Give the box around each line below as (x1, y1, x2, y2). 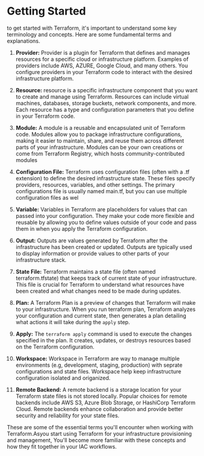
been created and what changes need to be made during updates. (15, 287, 181, 294)
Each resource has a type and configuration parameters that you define (15, 106, 194, 113)
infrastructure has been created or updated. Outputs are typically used (15, 243, 192, 250)
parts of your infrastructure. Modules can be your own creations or (15, 143, 183, 151)
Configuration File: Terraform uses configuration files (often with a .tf (15, 168, 190, 175)
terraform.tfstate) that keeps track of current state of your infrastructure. (15, 274, 197, 282)
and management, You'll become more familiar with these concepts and (7, 436, 186, 444)
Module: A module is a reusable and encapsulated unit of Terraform (15, 124, 185, 131)
